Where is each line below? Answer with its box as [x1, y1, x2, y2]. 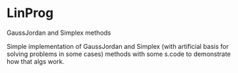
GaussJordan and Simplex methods [6, 28, 111, 37]
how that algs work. [6, 57, 65, 65]
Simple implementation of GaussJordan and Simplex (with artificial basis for [6, 42, 229, 50]
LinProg [6, 5, 54, 21]
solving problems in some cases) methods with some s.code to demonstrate [6, 50, 231, 58]
